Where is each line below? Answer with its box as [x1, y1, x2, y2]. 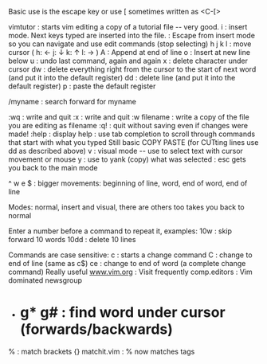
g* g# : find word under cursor [19, 303, 226, 322]
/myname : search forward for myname [8, 97, 137, 106]
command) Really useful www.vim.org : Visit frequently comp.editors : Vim [8, 267, 253, 276]
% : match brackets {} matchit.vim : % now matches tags [8, 346, 195, 356]
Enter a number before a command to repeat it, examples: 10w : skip [8, 226, 233, 236]
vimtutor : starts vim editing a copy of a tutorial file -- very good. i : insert [8, 22, 248, 31]
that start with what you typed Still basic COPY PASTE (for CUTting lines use [8, 138, 259, 147]
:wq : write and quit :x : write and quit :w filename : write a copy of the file [8, 112, 249, 122]
